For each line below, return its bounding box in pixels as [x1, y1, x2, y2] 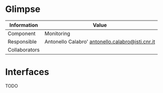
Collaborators [8, 46, 40, 53]
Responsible [8, 38, 37, 45]
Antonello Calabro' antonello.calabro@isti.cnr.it [44, 38, 155, 45]
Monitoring [44, 30, 70, 37]
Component [8, 30, 36, 37]
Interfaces [5, 66, 49, 78]
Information [9, 21, 39, 28]
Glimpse [5, 3, 41, 15]
